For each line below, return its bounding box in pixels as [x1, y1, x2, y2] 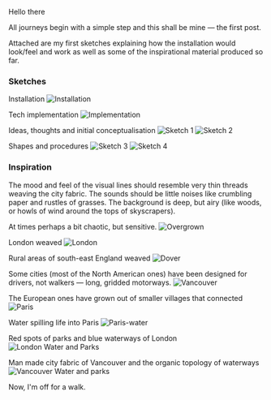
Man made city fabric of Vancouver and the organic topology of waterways [8, 357, 260, 368]
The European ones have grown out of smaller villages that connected [8, 293, 243, 303]
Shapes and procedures [8, 141, 89, 151]
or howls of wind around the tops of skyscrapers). [8, 206, 176, 216]
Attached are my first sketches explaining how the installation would [8, 38, 236, 48]
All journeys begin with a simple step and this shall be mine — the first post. [8, 23, 262, 32]
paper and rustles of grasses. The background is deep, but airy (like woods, [8, 197, 262, 207]
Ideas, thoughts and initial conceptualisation [8, 126, 156, 135]
